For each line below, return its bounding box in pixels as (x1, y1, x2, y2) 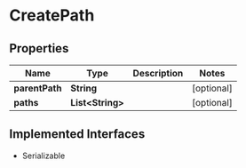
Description (132, 68, 184, 79)
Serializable (21, 150, 66, 161)
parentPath (13, 82, 62, 94)
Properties (9, 41, 69, 56)
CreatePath (9, 5, 95, 26)
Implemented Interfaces (9, 126, 146, 142)
